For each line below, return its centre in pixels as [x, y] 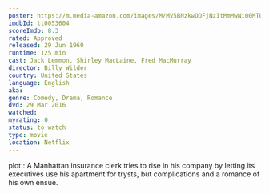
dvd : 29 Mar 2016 [37, 105]
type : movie [28, 135]
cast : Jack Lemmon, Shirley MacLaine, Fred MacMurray [100, 61]
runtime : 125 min [37, 53]
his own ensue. [33, 182]
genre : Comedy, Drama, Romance [60, 98]
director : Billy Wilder [48, 68]
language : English [39, 83]
